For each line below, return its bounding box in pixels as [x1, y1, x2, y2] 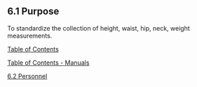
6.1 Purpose [7, 6, 60, 17]
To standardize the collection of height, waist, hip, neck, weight [7, 24, 191, 32]
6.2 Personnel [7, 72, 48, 80]
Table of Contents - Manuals [7, 58, 90, 67]
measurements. [7, 31, 53, 40]
